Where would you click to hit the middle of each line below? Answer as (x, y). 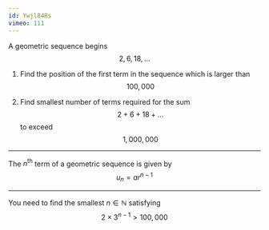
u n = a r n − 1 (134, 177)
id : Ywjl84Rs (30, 16)
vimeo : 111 (26, 23)
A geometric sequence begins (58, 46)
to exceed (36, 127)
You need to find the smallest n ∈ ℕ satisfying (85, 202)
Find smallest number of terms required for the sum (105, 101)
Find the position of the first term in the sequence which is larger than (135, 73)
